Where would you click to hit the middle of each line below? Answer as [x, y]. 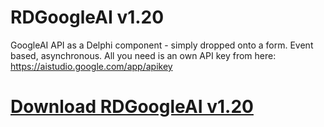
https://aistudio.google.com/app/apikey [91, 66]
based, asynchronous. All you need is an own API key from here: [143, 55]
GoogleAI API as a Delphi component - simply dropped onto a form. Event [162, 45]
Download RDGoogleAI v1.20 [132, 107]
